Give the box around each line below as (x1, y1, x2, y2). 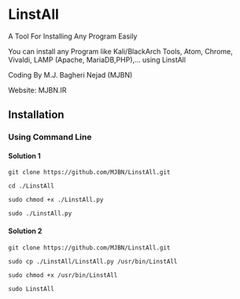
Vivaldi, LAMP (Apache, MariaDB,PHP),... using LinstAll (8, 55, 186, 64)
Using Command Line (8, 132, 92, 143)
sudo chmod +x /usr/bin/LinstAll (8, 271, 118, 279)
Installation (8, 108, 65, 122)
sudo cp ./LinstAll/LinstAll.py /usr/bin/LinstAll (8, 257, 178, 265)
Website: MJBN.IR (8, 85, 67, 95)
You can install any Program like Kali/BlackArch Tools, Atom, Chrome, (8, 46, 234, 56)
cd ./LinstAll (8, 182, 55, 190)
